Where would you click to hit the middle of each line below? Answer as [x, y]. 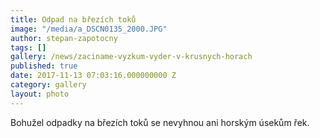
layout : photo [40, 94]
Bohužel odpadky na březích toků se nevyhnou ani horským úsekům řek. [160, 122]
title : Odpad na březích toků [73, 19]
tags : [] [28, 47]
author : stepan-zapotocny [64, 38]
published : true [44, 66]
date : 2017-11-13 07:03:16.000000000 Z [93, 76]
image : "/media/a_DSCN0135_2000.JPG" [89, 29]
